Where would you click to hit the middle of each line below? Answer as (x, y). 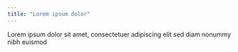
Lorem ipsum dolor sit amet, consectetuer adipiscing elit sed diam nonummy (119, 34)
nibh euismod (27, 42)
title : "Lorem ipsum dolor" (49, 14)
